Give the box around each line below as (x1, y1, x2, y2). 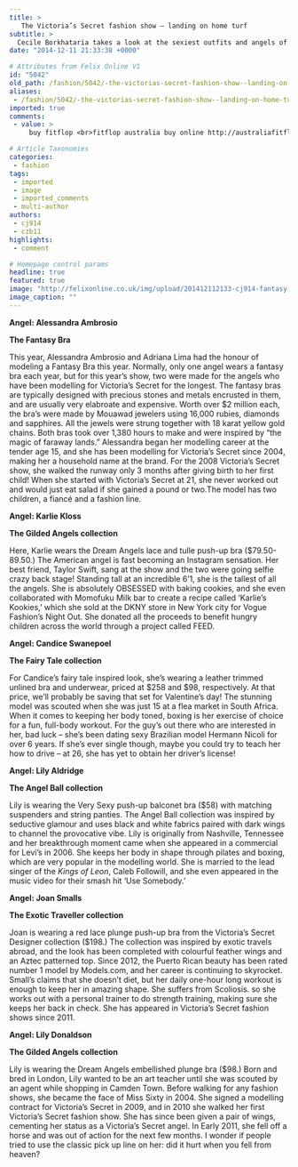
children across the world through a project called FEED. (9, 620, 216, 632)
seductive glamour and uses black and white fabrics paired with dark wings (9, 818, 286, 829)
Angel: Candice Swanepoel (9, 638, 112, 648)
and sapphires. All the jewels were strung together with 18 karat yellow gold (9, 417, 286, 428)
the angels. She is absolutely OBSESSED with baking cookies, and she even (9, 583, 286, 593)
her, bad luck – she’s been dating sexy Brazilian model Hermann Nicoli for (9, 728, 278, 739)
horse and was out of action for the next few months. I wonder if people (9, 1130, 272, 1140)
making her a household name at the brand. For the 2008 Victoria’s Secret (9, 455, 280, 466)
